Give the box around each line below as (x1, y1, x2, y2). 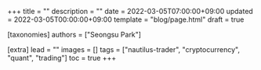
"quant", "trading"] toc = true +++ (7, 54, 117, 62)
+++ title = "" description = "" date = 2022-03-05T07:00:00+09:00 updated (7, 7, 254, 16)
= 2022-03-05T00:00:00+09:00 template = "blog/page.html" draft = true (7, 15, 245, 24)
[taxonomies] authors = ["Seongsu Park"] (7, 30, 142, 39)
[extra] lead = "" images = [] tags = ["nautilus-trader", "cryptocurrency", (7, 45, 241, 54)
